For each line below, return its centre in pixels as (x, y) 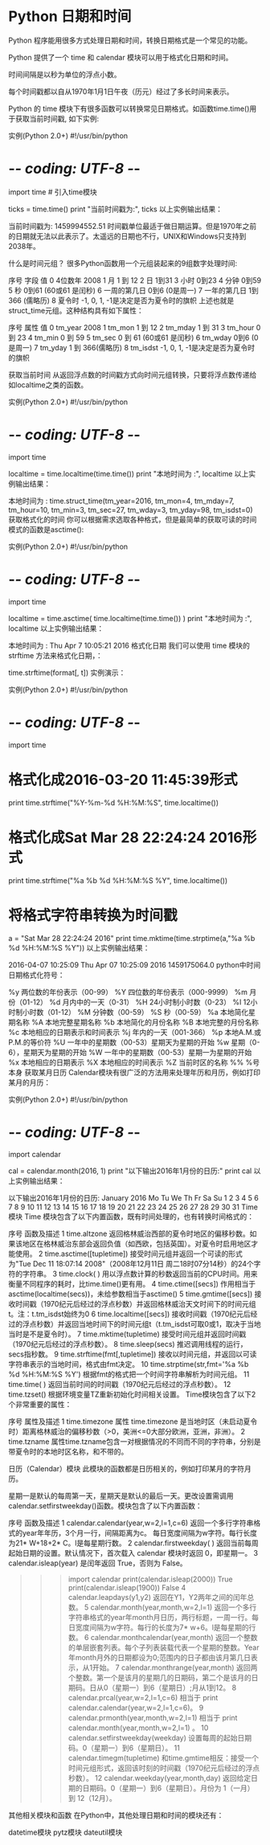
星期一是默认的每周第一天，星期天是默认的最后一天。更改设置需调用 (121, 1496)
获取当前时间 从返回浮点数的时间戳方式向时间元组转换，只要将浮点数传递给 (133, 374)
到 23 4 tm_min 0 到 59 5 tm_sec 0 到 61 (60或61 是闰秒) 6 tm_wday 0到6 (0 (133, 337)
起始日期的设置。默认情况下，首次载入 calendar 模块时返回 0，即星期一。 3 (133, 1553)
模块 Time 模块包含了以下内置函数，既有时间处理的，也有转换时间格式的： (131, 1217)
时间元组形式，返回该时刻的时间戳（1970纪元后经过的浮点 (164, 1768)
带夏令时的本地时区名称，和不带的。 (68, 1452)
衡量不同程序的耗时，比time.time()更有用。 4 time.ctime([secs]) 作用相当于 (132, 1284)
